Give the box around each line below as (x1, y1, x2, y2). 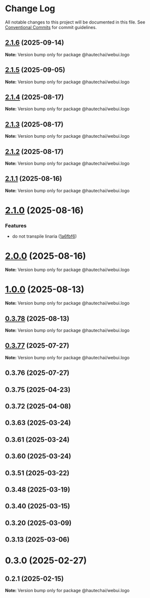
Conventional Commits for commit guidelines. (5, 24, 97, 30)
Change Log (5, 3, 55, 14)
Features (5, 222, 27, 229)
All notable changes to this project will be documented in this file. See (5, 19, 146, 25)
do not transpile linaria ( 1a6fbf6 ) (12, 233, 77, 239)
